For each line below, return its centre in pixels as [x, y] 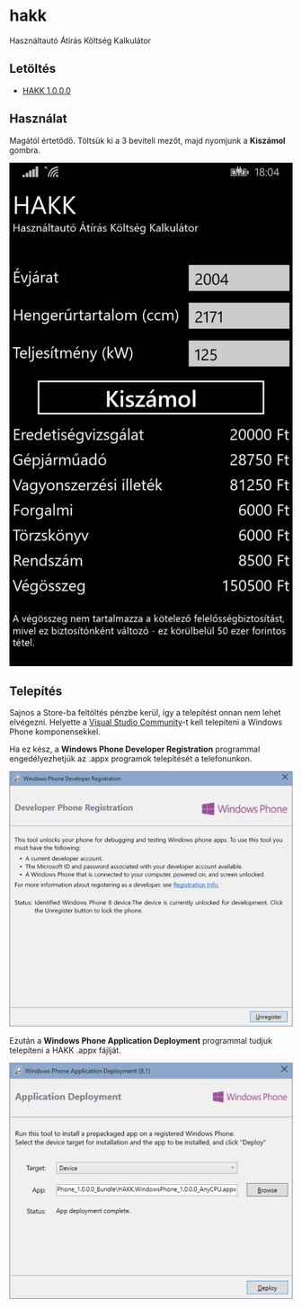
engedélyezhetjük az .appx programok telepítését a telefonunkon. [131, 759]
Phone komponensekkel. [55, 732]
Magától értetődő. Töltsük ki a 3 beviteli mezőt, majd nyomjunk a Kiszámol [147, 140]
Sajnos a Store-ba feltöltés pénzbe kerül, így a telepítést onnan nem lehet [145, 713]
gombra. [25, 150]
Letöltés [33, 69]
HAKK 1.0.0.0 [47, 90]
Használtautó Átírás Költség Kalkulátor [80, 40]
